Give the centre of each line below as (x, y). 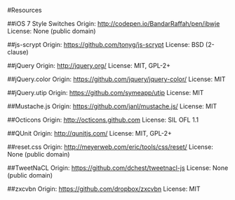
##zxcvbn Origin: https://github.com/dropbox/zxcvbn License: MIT (104, 189)
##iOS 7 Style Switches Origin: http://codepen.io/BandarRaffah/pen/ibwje (114, 23)
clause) (18, 52)
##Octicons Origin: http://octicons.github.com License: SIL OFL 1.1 (103, 120)
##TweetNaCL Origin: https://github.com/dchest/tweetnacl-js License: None (118, 168)
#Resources (25, 10)
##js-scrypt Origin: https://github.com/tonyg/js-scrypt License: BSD (106, 44)
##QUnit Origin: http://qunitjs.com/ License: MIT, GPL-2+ (89, 133)
